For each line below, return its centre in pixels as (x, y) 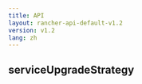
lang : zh (23, 38)
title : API (26, 15)
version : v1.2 (32, 30)
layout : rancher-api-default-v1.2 (66, 23)
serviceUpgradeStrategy (71, 69)
